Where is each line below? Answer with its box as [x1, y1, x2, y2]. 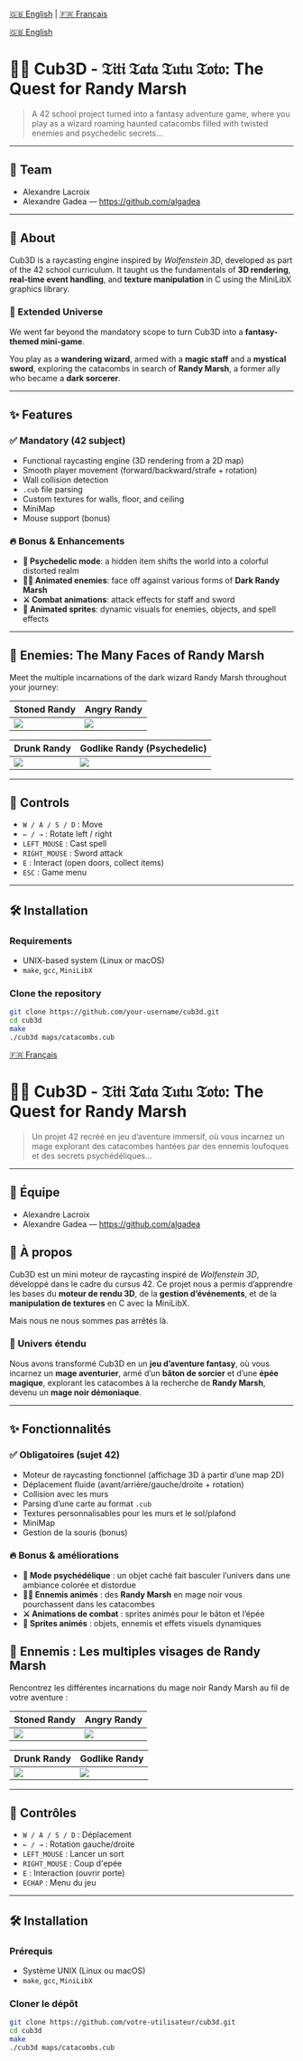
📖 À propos [9, 1245, 73, 1260]
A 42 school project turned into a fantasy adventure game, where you [31, 108, 290, 119]
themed [9, 335, 40, 347]
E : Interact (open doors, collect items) [22, 857, 165, 868]
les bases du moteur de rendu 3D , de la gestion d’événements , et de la [9, 1288, 278, 1298]
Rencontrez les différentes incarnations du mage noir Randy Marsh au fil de [9, 1682, 290, 1693]
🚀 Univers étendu [9, 1337, 87, 1350]
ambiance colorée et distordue [22, 1579, 137, 1590]
